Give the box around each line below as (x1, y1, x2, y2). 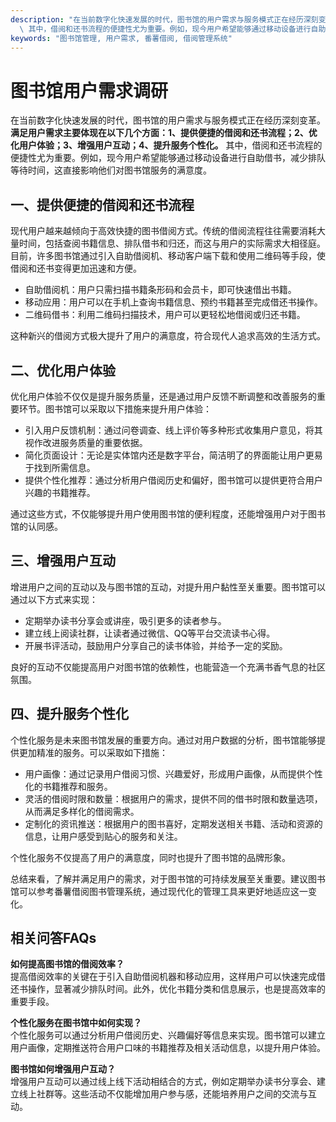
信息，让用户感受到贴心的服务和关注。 (24, 830, 183, 842)
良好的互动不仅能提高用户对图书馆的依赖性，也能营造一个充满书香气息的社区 (10, 661, 326, 673)
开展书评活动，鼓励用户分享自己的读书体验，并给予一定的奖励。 (24, 639, 288, 651)
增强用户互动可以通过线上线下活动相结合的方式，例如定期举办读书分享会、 (10, 1076, 317, 1088)
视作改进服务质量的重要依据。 (24, 436, 148, 448)
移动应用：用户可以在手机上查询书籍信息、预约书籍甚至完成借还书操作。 (24, 296, 323, 308)
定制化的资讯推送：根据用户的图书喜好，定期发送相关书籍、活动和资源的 (24, 817, 323, 830)
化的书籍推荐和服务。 (24, 780, 113, 792)
